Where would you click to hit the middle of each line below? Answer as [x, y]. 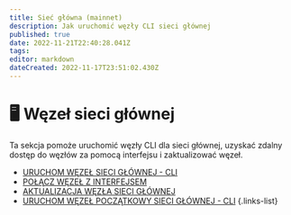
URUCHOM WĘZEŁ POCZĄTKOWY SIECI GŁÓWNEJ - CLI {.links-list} [150, 201]
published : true [40, 34]
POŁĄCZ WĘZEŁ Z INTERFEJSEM [84, 182]
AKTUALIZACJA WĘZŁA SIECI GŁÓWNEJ [99, 191]
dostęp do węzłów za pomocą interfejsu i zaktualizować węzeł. [126, 155]
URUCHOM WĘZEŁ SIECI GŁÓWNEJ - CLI [100, 172]
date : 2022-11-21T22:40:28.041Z [70, 43]
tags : [19, 51]
